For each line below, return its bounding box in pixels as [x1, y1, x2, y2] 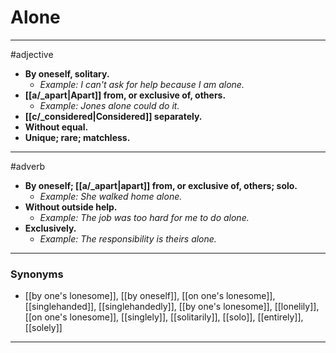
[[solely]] [24, 322, 63, 334]
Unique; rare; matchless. [24, 131, 131, 143]
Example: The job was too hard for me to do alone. [39, 211, 250, 223]
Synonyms [10, 267, 64, 281]
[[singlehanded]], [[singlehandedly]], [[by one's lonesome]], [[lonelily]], [24, 301, 320, 313]
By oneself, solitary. [24, 67, 110, 80]
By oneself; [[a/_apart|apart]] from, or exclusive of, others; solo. [24, 179, 298, 191]
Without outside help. [24, 201, 118, 213]
